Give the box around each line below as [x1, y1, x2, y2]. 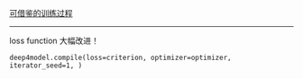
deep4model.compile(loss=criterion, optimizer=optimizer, [9, 53, 232, 62]
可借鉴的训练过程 [9, 8, 73, 18]
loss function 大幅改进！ [9, 35, 99, 46]
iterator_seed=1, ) [9, 61, 83, 70]
